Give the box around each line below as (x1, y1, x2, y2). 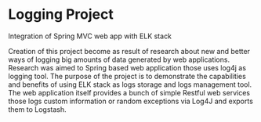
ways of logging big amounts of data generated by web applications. (8, 55, 230, 64)
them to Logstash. (8, 104, 67, 114)
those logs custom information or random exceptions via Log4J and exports (8, 96, 253, 106)
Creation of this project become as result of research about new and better (8, 46, 251, 56)
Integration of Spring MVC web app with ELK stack (8, 31, 172, 41)
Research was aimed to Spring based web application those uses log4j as (8, 63, 247, 72)
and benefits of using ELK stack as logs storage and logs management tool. (8, 80, 252, 89)
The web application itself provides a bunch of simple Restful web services (8, 88, 251, 97)
